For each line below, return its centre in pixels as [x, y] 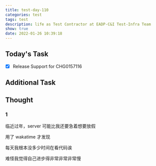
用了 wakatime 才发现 [28, 137]
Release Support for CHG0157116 [47, 66]
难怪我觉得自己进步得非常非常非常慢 [43, 158]
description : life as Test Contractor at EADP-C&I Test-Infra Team [78, 24]
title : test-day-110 [27, 10]
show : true [17, 29]
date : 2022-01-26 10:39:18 [34, 34]
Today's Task [27, 54]
